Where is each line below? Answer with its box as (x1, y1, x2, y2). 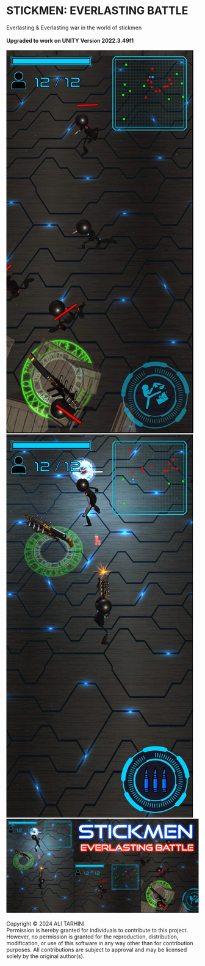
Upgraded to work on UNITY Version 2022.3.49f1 (6, 37, 134, 44)
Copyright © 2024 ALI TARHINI (6, 920, 85, 927)
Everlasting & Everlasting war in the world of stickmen (6, 24, 142, 31)
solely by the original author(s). (6, 953, 85, 960)
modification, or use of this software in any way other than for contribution (6, 940, 193, 947)
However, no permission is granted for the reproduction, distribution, (6, 933, 179, 940)
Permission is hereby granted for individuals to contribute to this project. (6, 927, 188, 934)
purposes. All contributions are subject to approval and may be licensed (6, 946, 187, 954)
